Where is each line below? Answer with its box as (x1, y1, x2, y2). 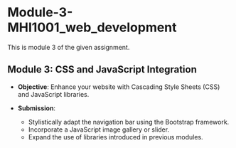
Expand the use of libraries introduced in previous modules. (28, 132, 204, 141)
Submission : (17, 104, 55, 112)
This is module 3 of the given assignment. (7, 43, 130, 51)
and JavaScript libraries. (17, 90, 90, 98)
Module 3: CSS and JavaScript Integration (7, 63, 198, 75)
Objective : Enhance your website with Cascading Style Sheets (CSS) (17, 83, 220, 91)
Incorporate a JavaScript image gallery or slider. (28, 125, 169, 134)
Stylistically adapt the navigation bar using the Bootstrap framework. (28, 117, 230, 126)
